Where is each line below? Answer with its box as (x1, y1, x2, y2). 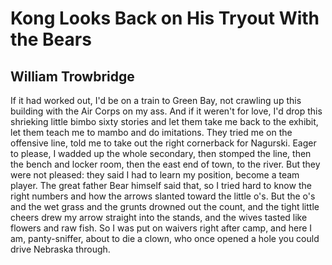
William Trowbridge (10, 68, 135, 85)
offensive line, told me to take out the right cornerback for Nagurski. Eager (10, 137, 317, 149)
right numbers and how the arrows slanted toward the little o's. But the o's (10, 190, 316, 202)
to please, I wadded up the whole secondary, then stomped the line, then (10, 148, 312, 159)
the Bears (10, 28, 92, 51)
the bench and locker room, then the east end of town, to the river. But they (10, 158, 321, 170)
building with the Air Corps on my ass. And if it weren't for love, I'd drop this (10, 105, 323, 117)
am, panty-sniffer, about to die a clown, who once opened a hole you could (10, 233, 320, 244)
